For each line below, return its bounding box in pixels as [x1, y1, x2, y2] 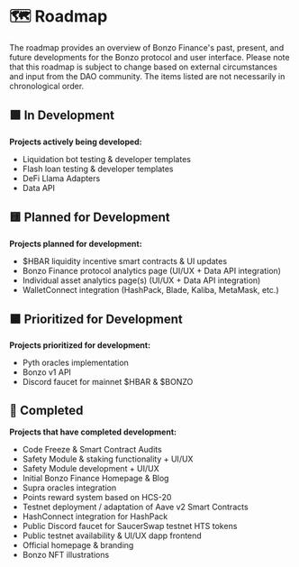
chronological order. [9, 80, 85, 91]
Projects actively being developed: [9, 136, 142, 147]
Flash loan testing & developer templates [22, 163, 174, 174]
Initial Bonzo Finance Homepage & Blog [22, 473, 169, 484]
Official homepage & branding [22, 540, 134, 551]
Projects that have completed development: [9, 426, 177, 437]
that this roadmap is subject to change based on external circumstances [9, 61, 277, 72]
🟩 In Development [9, 108, 115, 123]
